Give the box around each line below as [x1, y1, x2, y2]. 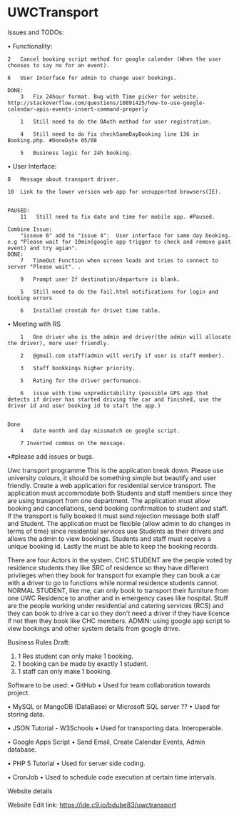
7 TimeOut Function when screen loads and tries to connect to [20, 257, 219, 264]
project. [7, 688, 31, 697]
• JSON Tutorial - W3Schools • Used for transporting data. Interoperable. [7, 723, 223, 732]
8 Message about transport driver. [7, 176, 120, 183]
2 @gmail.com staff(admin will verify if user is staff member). [20, 352, 225, 359]
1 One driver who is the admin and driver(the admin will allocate [20, 333, 232, 340]
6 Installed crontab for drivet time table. [20, 307, 161, 314]
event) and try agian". [7, 244, 78, 252]
